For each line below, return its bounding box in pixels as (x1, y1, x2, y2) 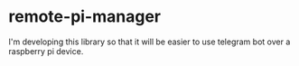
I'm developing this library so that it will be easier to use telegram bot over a (8, 36, 291, 47)
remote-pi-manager (8, 6, 162, 27)
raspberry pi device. (8, 45, 84, 56)
